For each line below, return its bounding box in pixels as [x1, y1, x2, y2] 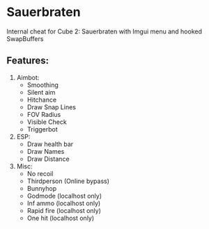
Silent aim [26, 88, 56, 96]
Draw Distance [26, 155, 70, 163]
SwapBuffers [6, 34, 44, 42]
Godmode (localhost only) [26, 191, 102, 200]
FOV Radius [26, 110, 61, 118]
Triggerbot [26, 125, 59, 133]
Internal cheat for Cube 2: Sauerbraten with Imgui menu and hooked [6, 27, 203, 35]
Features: [6, 55, 49, 67]
